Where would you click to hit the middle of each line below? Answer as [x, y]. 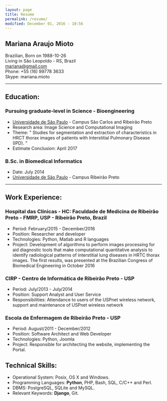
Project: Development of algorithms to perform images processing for [83, 244]
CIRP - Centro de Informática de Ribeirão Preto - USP [70, 278]
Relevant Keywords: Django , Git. [45, 393]
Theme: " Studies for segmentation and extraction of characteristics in [84, 133]
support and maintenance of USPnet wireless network [68, 305]
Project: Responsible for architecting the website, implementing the [81, 344]
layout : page [19, 10]
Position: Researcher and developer [49, 234]
